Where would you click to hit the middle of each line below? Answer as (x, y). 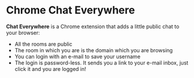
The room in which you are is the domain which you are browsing (94, 50)
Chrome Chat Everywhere (71, 10)
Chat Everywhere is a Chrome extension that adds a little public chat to (93, 26)
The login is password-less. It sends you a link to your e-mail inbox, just (101, 63)
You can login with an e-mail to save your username (78, 56)
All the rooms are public (43, 44)
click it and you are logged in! (50, 69)
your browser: (23, 32)
